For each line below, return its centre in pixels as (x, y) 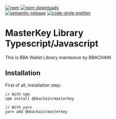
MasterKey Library (44, 33)
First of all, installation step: (33, 85)
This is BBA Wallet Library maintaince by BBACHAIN (58, 57)
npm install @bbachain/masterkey (40, 99)
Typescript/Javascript (52, 44)
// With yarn (19, 107)
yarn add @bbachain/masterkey (36, 112)
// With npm (17, 94)
